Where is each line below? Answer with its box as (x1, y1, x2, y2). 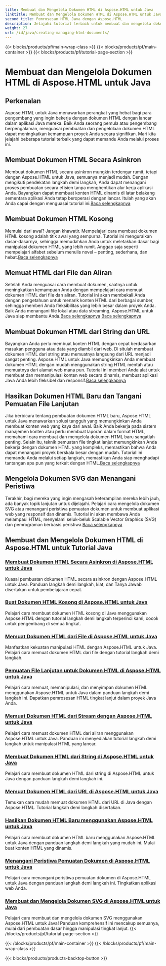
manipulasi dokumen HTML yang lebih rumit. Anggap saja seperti (5, 244, 138, 250)
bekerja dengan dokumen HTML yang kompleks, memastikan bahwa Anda (5, 444, 157, 451)
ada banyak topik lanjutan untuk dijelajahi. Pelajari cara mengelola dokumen (5, 501, 160, 507)
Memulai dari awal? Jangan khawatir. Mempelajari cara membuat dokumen (5, 228, 158, 234)
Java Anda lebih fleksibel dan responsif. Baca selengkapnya (5, 377, 126, 384)
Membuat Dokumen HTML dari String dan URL (5, 327, 150, 336)
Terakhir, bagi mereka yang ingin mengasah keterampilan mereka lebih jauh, (5, 495, 161, 501)
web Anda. (5, 885, 27, 891)
